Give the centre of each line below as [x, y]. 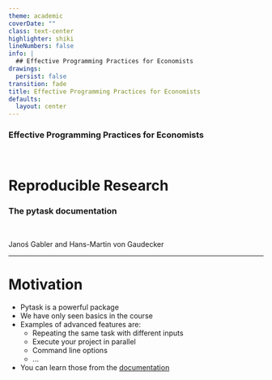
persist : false [41, 76]
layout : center [41, 106]
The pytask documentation [63, 210]
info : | [21, 54]
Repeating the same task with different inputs [108, 333]
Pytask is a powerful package [70, 307]
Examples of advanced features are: [81, 324]
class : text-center [41, 31]
